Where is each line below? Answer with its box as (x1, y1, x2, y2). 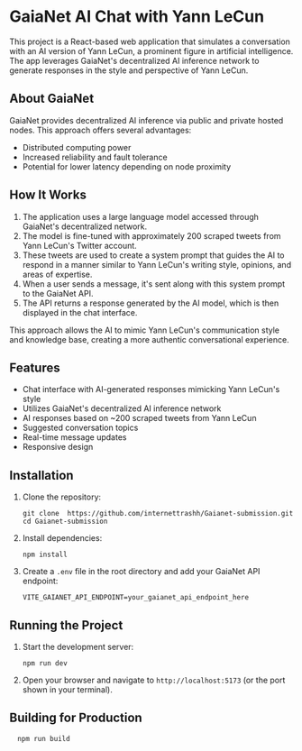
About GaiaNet (9, 91, 95, 106)
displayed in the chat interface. (22, 307, 138, 317)
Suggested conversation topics (22, 422, 139, 434)
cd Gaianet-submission (22, 517, 108, 527)
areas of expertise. (22, 269, 93, 279)
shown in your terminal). (22, 684, 113, 695)
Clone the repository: (22, 491, 102, 502)
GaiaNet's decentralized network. (22, 221, 148, 232)
